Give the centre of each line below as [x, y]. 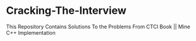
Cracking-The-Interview [66, 11]
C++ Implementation [31, 32]
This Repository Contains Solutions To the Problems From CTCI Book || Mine [98, 27]
